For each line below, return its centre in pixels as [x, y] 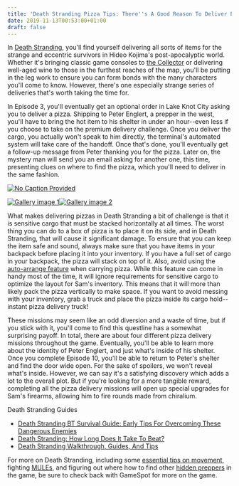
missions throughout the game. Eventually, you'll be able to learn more [111, 343]
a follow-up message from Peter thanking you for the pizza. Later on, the [114, 152]
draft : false [27, 27]
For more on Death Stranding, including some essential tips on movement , [116, 460]
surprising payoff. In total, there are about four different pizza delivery [110, 336]
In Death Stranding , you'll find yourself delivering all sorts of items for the [115, 48]
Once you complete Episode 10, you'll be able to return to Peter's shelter [113, 358]
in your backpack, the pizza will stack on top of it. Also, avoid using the [111, 261]
